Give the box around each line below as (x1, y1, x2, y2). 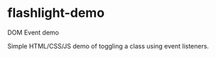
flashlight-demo (7, 5, 105, 21)
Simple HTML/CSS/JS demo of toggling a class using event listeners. (7, 42, 210, 50)
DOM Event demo (7, 28, 59, 37)
